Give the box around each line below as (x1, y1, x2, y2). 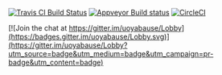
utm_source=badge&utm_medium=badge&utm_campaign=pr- (8, 49, 214, 58)
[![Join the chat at (8, 23, 68, 32)
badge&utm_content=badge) (8, 57, 104, 67)
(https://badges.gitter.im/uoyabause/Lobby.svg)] (8, 32, 170, 41)
